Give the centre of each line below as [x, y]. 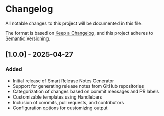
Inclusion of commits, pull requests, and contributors [68, 102]
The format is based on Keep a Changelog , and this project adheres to [79, 33]
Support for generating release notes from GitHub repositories [78, 86]
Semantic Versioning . [28, 38]
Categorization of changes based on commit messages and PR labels [86, 91]
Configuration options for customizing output [60, 108]
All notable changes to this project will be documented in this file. [74, 23]
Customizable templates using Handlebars [57, 97]
